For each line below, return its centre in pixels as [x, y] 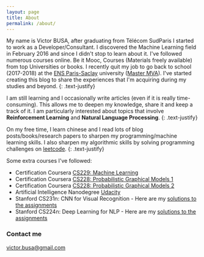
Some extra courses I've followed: [49, 161]
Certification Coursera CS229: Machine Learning [77, 173]
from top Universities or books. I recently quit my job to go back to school [99, 67]
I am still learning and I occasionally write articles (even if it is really [91, 98]
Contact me [24, 234]
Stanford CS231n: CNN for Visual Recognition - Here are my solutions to [106, 199]
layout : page [23, 12]
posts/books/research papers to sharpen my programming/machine [92, 136]
